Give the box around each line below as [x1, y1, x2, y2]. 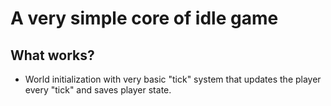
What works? [10, 47, 95, 64]
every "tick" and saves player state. [24, 84, 172, 96]
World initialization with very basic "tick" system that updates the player [24, 73, 322, 85]
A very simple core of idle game [10, 7, 279, 30]
